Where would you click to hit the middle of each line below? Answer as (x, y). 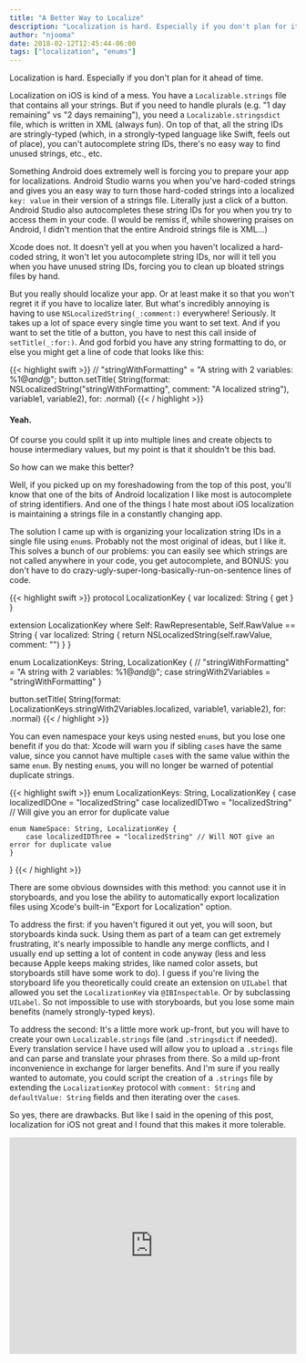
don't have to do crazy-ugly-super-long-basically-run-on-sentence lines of (150, 570)
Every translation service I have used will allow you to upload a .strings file (151, 1049)
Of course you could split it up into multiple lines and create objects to (141, 440)
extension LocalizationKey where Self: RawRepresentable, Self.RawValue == (153, 625)
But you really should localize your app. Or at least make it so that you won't (152, 294)
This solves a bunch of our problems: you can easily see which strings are (149, 551)
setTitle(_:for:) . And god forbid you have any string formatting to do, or (148, 342)
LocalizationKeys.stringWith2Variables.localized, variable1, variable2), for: (148, 709)
